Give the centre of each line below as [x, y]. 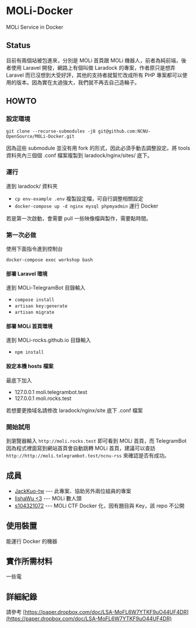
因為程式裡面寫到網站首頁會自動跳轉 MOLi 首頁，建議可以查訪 [81, 448]
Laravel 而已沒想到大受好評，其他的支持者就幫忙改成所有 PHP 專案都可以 [94, 75]
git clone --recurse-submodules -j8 [51, 131]
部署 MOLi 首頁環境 [29, 326]
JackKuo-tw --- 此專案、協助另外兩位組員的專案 [73, 491]
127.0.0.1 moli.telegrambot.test [51, 392]
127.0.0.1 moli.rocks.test [43, 398]
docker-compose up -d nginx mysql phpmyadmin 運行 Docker [86, 206]
